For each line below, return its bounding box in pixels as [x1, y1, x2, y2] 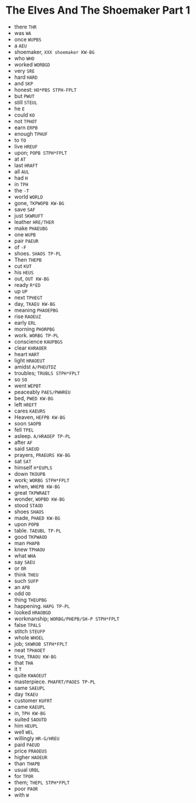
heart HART [14, 350, 40, 357]
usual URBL [14, 766, 40, 773]
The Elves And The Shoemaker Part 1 [5, 4, 191, 17]
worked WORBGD [14, 60, 50, 68]
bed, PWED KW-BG [14, 395, 54, 402]
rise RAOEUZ [14, 312, 41, 320]
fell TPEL [14, 426, 34, 433]
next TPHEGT [14, 294, 43, 301]
